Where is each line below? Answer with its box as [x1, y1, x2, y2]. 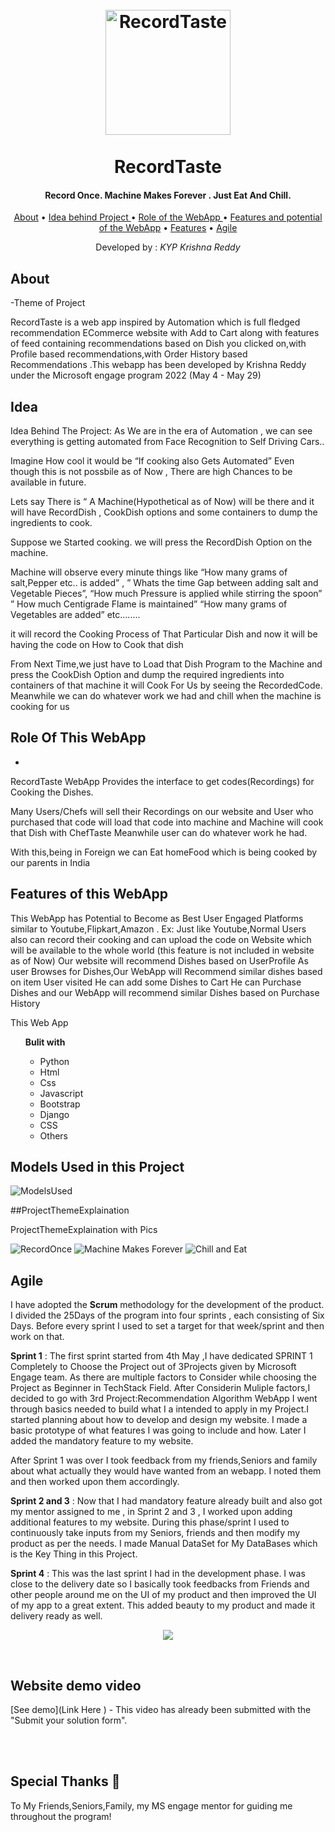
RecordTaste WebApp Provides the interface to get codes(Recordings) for [10, 775, 315, 787]
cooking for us [10, 701, 70, 713]
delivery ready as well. [10, 1610, 103, 1622]
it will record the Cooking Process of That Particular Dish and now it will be [10, 628, 318, 640]
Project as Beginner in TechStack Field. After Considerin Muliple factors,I [10, 1382, 311, 1394]
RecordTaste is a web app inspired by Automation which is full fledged [10, 316, 301, 328]
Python [39, 1055, 70, 1067]
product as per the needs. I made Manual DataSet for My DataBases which [10, 1538, 318, 1550]
